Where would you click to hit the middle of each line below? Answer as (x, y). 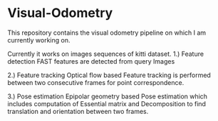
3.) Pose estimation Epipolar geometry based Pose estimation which (108, 96)
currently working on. (39, 40)
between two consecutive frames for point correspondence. (96, 82)
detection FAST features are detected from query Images (91, 61)
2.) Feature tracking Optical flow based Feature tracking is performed (109, 75)
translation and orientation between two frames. (78, 111)
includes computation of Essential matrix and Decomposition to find (107, 103)
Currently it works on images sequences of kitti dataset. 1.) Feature (106, 54)
